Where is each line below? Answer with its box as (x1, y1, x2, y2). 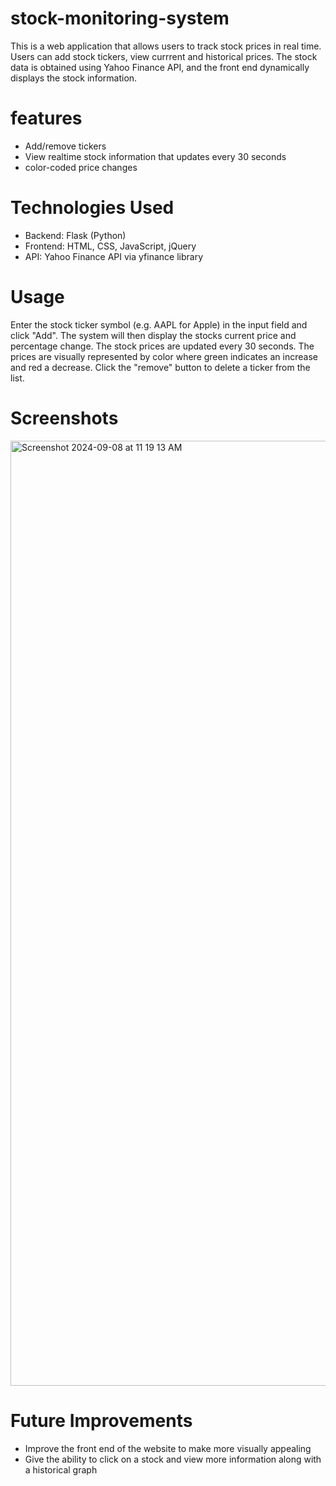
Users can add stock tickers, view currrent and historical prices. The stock (10, 50, 318, 62)
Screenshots (10, 407, 119, 429)
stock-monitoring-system (10, 7, 230, 30)
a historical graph (24, 1463, 98, 1476)
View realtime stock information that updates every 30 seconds (24, 150, 287, 162)
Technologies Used (10, 197, 175, 219)
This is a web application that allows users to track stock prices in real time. (10, 40, 322, 52)
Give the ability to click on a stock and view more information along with (24, 1453, 322, 1465)
